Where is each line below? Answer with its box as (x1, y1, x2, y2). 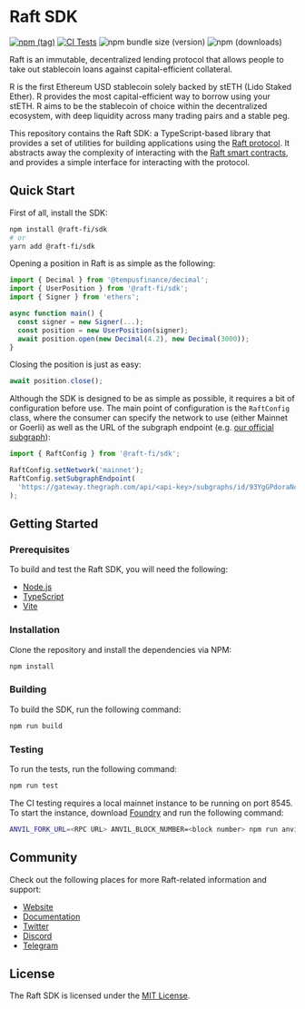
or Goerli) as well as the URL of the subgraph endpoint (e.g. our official (9, 422, 274, 433)
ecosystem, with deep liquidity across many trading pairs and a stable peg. (9, 110, 290, 121)
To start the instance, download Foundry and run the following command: (9, 806, 284, 818)
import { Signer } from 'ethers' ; (9, 292, 141, 302)
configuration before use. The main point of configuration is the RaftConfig (9, 402, 290, 414)
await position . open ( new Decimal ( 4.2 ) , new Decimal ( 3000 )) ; (17, 334, 250, 343)
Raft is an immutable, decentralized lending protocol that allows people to (9, 54, 284, 64)
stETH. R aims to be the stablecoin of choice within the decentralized (9, 100, 268, 111)
